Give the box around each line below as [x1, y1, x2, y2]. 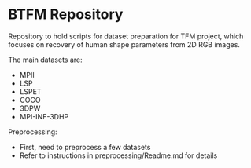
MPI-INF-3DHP [19, 111, 69, 121]
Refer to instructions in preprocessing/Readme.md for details [19, 151, 218, 160]
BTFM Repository [8, 5, 124, 24]
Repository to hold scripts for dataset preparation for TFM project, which [8, 31, 244, 41]
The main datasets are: [8, 55, 83, 64]
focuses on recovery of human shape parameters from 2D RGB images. [8, 39, 240, 49]
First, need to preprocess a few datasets [19, 142, 151, 152]
